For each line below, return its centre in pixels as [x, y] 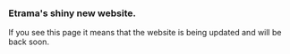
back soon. [29, 42]
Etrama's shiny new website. [72, 13]
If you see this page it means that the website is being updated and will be [145, 33]
